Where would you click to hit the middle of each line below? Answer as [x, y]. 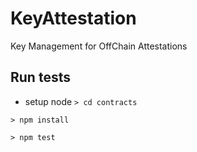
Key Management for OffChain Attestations [99, 46]
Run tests [40, 77]
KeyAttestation [73, 18]
